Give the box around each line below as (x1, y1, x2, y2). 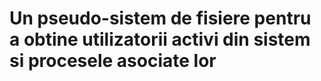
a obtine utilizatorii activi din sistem (9, 28, 311, 51)
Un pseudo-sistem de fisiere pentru (9, 7, 312, 30)
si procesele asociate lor (9, 50, 217, 72)
